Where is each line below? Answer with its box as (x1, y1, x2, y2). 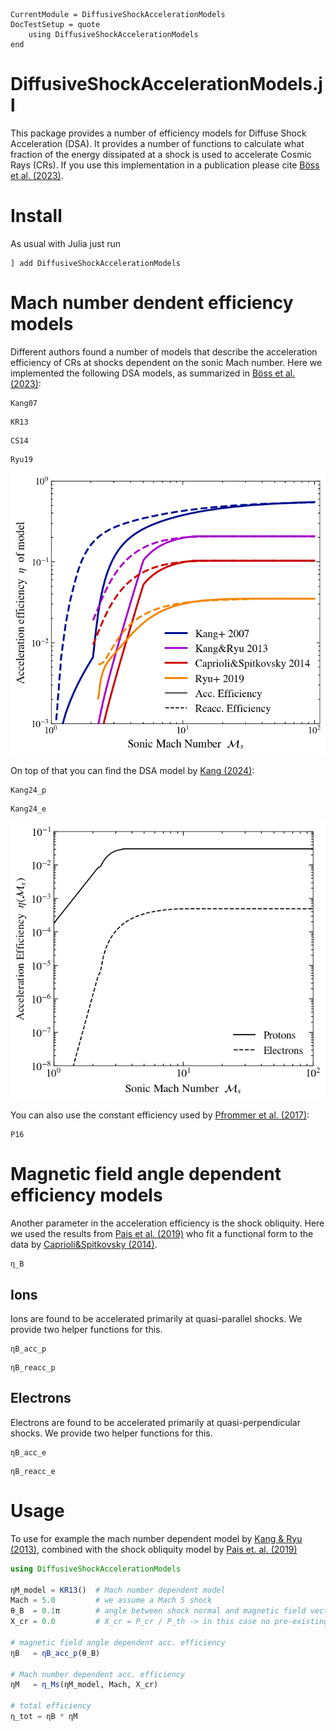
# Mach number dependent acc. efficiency (10, 1669, 186, 1679)
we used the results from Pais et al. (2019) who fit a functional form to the (10, 1228, 314, 1240)
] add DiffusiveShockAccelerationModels (10, 258, 182, 268)
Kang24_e (10, 804, 47, 814)
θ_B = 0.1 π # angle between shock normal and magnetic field (10, 1606, 307, 1616)
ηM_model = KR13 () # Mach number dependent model (10, 1585, 226, 1595)
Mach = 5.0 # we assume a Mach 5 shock (10, 1595, 213, 1606)
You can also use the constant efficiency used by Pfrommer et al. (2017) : (10, 1109, 310, 1121)
